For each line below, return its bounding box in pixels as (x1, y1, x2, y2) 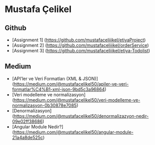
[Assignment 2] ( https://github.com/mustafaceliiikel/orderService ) (12, 42, 149, 48)
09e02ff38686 (12, 118, 43, 124)
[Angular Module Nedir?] (12, 123, 63, 129)
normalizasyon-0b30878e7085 (12, 102, 77, 108)
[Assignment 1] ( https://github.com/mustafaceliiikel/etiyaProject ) (12, 37, 146, 43)
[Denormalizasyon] (12, 107, 52, 114)
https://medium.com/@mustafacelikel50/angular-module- (14, 129, 134, 135)
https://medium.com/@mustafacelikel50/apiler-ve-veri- (14, 81, 129, 87)
